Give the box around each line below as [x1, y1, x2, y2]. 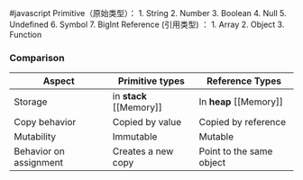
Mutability [14, 130, 57, 143]
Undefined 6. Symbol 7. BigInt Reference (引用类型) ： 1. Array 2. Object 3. [9, 19, 285, 30]
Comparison [9, 51, 65, 64]
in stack [112, 90, 147, 103]
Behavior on [14, 145, 65, 157]
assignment [14, 157, 64, 169]
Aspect [42, 75, 75, 87]
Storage [14, 95, 48, 108]
